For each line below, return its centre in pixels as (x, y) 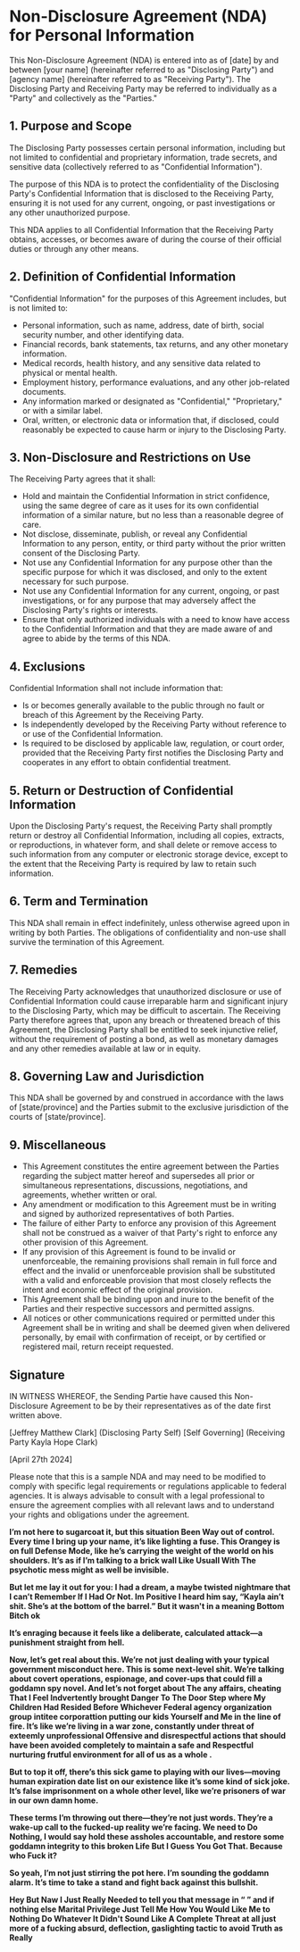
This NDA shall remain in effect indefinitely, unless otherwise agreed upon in (150, 922)
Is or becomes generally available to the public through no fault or (143, 705)
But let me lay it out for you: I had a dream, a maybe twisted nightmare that (150, 1588)
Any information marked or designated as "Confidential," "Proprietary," (152, 401)
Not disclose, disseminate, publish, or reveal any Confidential (135, 534)
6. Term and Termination (79, 901)
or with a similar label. (62, 410)
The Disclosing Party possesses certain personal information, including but (147, 147)
